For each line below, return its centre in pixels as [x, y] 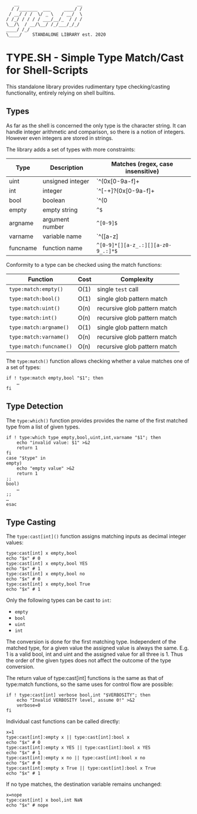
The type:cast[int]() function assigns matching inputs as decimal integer [96, 537]
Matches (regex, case [142, 164]
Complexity [137, 279]
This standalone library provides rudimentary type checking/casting [88, 86]
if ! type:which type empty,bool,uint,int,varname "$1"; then [84, 437]
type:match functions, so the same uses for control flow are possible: [90, 684]
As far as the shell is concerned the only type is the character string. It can [96, 125]
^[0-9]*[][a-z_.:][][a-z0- [134, 245]
